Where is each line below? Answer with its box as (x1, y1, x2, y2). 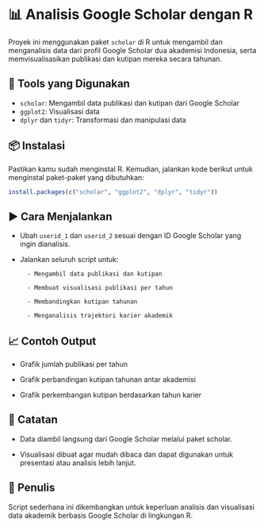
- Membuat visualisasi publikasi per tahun (27, 284, 173, 292)
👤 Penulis (8, 481, 55, 495)
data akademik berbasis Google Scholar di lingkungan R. (8, 511, 193, 520)
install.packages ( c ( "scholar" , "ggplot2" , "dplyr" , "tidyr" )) (8, 187, 218, 196)
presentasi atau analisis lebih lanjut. (19, 457, 136, 468)
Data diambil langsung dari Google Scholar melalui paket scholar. (19, 434, 232, 444)
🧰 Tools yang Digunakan (8, 77, 131, 91)
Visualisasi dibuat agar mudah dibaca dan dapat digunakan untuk (19, 449, 234, 459)
